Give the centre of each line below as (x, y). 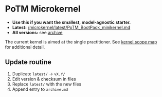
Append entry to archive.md (40, 89)
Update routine (28, 62)
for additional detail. (25, 47)
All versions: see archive (37, 32)
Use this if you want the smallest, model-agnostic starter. (72, 22)
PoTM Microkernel (43, 9)
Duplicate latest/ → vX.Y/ (39, 74)
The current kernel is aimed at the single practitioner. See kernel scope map (81, 42)
